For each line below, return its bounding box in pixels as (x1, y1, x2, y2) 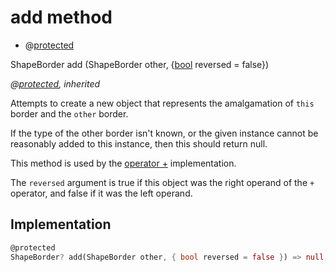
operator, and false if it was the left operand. (10, 187, 193, 199)
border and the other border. (10, 107, 129, 120)
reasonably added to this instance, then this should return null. (10, 137, 268, 150)
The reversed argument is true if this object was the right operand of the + (10, 176, 315, 188)
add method (10, 6, 113, 29)
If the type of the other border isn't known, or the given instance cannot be (10, 127, 319, 139)
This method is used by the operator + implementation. (10, 157, 237, 169)
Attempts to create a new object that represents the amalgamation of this (10, 97, 315, 109)
